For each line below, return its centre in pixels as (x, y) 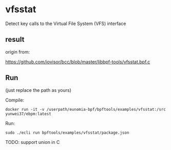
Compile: (15, 100)
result (15, 40)
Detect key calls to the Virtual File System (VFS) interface (66, 23)
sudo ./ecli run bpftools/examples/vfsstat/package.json (67, 133)
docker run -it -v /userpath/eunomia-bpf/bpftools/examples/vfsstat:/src (86, 109)
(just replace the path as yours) (38, 90)
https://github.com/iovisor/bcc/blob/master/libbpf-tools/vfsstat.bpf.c (78, 62)
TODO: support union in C (33, 142)
